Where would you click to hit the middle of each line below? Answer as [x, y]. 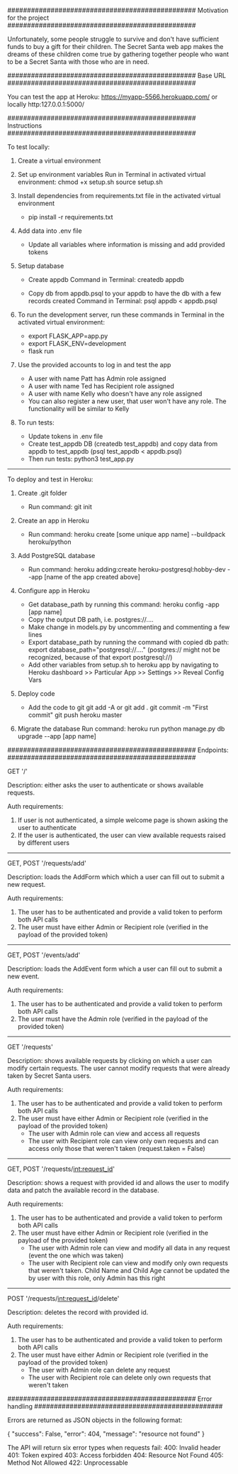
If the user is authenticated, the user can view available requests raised [121, 835]
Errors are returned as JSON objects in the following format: [95, 1420]
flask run [41, 351]
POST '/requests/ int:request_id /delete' [63, 1298]
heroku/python [50, 542]
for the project [28, 18]
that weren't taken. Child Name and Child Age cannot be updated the [129, 1271]
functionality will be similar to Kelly [79, 409]
